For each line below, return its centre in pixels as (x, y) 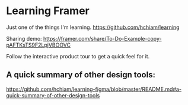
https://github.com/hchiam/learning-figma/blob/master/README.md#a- (94, 89)
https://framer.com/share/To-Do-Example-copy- (103, 38)
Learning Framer (48, 11)
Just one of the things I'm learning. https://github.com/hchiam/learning (93, 27)
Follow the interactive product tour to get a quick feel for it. (78, 56)
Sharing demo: (24, 38)
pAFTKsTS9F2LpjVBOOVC (39, 45)
